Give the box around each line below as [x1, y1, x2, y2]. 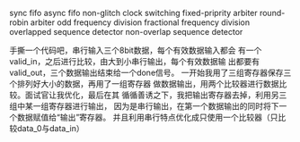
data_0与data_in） [16, 123, 84, 133]
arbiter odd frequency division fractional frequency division [30, 17, 251, 28]
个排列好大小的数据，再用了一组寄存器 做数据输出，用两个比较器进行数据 [9, 79, 279, 88]
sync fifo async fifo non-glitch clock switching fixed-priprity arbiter [9, 8, 258, 18]
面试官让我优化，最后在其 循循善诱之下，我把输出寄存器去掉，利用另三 [24, 89, 287, 100]
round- [259, 8, 286, 18]
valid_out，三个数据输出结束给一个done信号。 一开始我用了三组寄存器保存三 [9, 67, 292, 78]
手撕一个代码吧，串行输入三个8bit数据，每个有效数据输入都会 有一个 [9, 45, 262, 55]
